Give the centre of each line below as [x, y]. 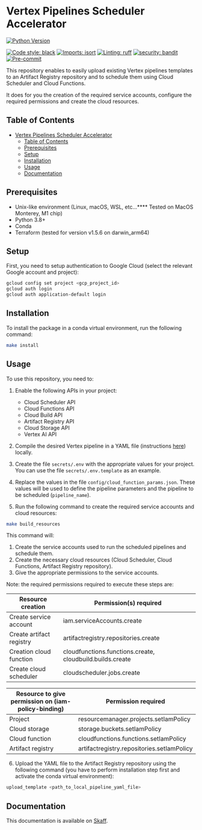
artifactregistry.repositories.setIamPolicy [135, 749]
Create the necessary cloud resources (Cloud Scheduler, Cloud [93, 560]
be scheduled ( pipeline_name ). [53, 495]
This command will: [30, 536]
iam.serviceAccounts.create [103, 621]
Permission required [135, 702]
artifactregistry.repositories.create [111, 638]
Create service [30, 617]
